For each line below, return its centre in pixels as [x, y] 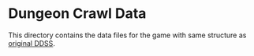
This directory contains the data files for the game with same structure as [127, 35]
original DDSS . [32, 43]
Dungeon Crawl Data [77, 14]
